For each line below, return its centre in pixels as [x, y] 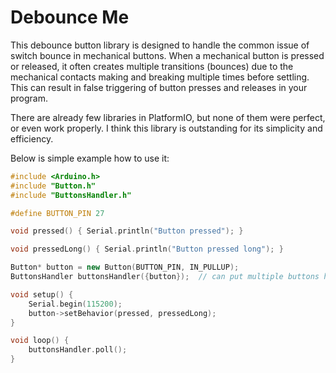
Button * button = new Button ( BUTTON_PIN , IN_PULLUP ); [125, 267]
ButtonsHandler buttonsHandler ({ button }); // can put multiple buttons [165, 277]
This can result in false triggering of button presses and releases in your [159, 87]
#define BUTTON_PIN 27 [57, 213]
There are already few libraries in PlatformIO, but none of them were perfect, [168, 117]
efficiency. [32, 138]
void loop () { [40, 341]
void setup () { [42, 294]
